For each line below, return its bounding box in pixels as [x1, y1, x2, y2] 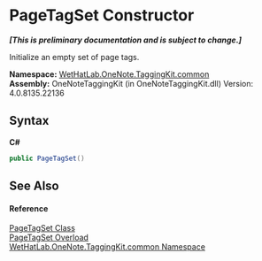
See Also [9, 179, 59, 194]
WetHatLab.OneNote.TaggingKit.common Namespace [9, 242, 206, 252]
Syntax [9, 113, 50, 128]
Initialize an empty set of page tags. [9, 51, 140, 62]
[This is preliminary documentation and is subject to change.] [9, 35, 242, 45]
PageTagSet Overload [9, 232, 89, 243]
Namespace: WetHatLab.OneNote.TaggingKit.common [9, 68, 210, 80]
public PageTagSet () [9, 154, 86, 163]
